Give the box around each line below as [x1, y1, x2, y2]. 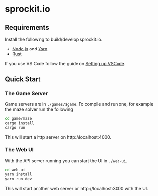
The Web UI [5, 147, 34, 153]
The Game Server [5, 90, 48, 97]
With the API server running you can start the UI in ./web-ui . [5, 157, 127, 164]
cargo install [5, 120, 35, 126]
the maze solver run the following [5, 106, 73, 112]
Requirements [5, 23, 49, 32]
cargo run [5, 125, 26, 130]
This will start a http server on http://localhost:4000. [5, 134, 112, 140]
